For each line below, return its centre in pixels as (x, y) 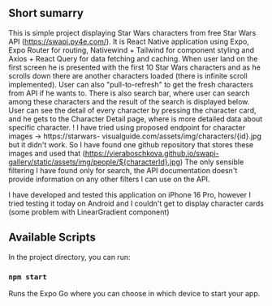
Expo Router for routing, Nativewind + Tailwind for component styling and (131, 50)
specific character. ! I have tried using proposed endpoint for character (127, 127)
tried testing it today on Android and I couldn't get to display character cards (136, 203)
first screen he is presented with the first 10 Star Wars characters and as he (135, 67)
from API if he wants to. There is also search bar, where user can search (129, 93)
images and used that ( (47, 153)
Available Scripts (52, 238)
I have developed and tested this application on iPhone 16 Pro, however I (130, 194)
